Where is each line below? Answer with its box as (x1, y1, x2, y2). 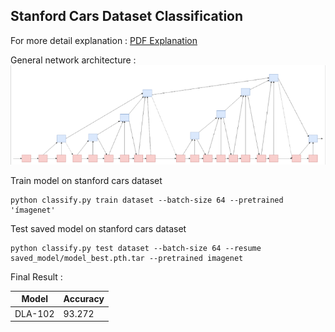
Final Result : (10, 270, 63, 283)
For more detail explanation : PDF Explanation (10, 34, 198, 46)
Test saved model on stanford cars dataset (10, 222, 187, 234)
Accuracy (63, 293, 105, 305)
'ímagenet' (10, 205, 56, 215)
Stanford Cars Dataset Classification (10, 8, 244, 25)
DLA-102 (14, 307, 55, 319)
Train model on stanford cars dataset (10, 174, 163, 186)
